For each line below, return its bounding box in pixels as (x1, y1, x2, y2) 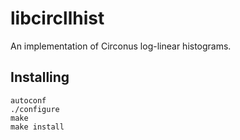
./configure (10, 104, 60, 114)
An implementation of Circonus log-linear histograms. (10, 40, 232, 52)
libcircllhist (10, 7, 105, 30)
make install (10, 122, 65, 132)
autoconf (10, 95, 47, 106)
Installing (10, 69, 70, 86)
